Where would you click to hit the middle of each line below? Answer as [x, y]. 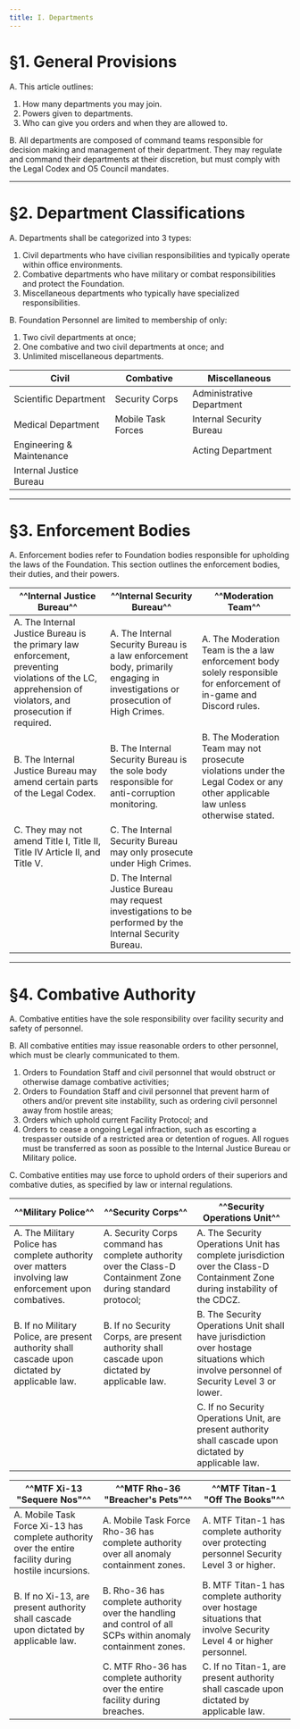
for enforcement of [241, 684]
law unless [224, 805]
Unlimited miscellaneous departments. [93, 356]
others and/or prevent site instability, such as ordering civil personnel [150, 1101]
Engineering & [43, 445]
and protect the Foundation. [73, 283]
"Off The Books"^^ [245, 1499]
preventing [37, 667]
